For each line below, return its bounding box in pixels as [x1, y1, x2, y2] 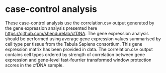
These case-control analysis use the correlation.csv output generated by [5, 20, 155, 26]
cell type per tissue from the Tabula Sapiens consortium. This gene [5, 41, 143, 47]
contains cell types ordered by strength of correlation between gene [5, 51, 145, 58]
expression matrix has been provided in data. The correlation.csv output [5, 46, 153, 52]
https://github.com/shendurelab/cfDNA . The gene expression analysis [5, 30, 149, 36]
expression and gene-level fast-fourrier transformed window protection [5, 57, 152, 63]
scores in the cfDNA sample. [5, 62, 64, 68]
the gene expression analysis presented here [5, 25, 97, 31]
